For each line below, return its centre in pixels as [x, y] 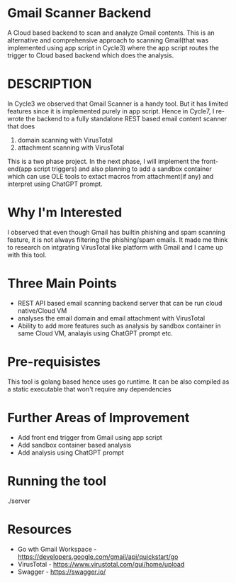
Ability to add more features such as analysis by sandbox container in [119, 326]
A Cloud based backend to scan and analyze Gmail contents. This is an [111, 33]
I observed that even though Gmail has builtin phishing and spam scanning [116, 232]
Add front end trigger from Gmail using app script [90, 437]
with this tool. [27, 255]
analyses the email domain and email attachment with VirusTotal [111, 318]
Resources [40, 529]
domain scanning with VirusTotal [65, 140]
